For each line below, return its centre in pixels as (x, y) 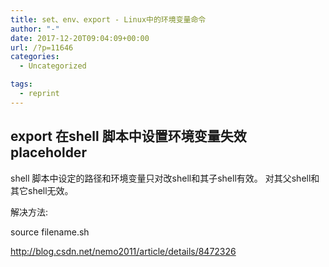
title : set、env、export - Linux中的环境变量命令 (108, 19)
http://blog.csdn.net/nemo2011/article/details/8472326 (123, 251)
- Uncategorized (53, 66)
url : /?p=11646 (42, 47)
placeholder (48, 152)
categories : (35, 57)
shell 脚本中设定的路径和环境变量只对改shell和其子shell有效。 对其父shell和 (165, 178)
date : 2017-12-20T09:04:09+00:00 (80, 38)
